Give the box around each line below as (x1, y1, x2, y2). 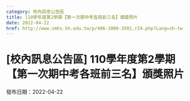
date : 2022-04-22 (6, 20, 50, 26)
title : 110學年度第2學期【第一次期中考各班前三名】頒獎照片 (6, 14, 139, 20)
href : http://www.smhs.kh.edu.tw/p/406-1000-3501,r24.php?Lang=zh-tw (6, 25, 183, 31)
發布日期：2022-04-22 (6, 89, 63, 96)
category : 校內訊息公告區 (6, 8, 65, 15)
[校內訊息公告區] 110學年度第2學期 (6, 53, 176, 66)
